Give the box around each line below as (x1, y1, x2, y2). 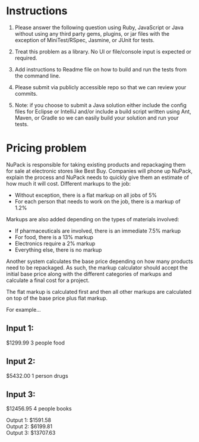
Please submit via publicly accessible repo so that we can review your (14, 83, 187, 90)
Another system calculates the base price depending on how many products (6, 258, 193, 265)
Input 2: (6, 356, 36, 366)
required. (14, 54, 37, 61)
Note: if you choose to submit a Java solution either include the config (14, 101, 187, 108)
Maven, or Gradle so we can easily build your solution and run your (14, 114, 179, 121)
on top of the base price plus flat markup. (6, 294, 108, 302)
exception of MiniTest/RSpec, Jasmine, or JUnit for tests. (14, 36, 155, 43)
